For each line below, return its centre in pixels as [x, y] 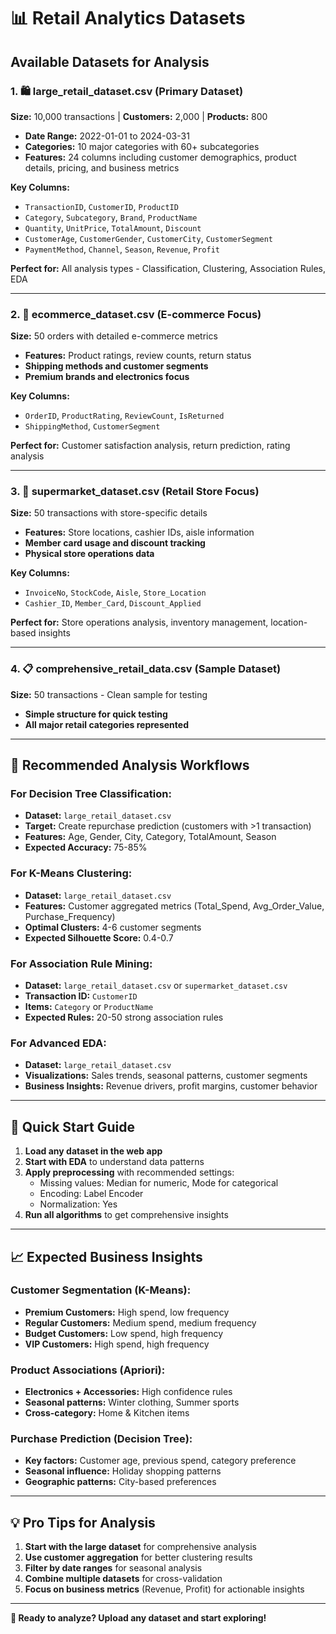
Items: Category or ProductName [89, 1007]
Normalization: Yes [78, 1204]
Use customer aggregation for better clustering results [138, 1557]
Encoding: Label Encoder [91, 1194]
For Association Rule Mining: [81, 963]
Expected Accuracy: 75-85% [86, 847]
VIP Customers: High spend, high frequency [117, 1344]
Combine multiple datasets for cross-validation [123, 1579]
